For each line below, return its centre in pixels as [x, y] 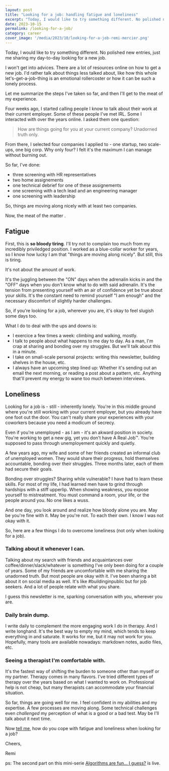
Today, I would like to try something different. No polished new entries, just [83, 52]
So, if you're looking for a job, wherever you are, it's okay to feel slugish [79, 311]
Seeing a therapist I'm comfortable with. [55, 660]
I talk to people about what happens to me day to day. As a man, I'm [83, 341]
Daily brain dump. [27, 615]
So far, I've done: [23, 165]
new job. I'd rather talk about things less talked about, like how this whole [81, 73]
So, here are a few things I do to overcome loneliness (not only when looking [84, 530]
